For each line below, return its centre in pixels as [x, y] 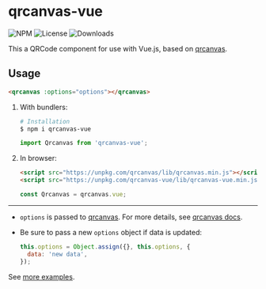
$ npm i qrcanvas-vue [55, 129]
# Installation [45, 121]
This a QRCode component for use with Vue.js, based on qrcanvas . [118, 48]
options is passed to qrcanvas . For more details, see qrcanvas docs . [131, 217]
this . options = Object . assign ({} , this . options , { [105, 247]
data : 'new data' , [57, 254]
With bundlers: [44, 107]
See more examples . [42, 276]
